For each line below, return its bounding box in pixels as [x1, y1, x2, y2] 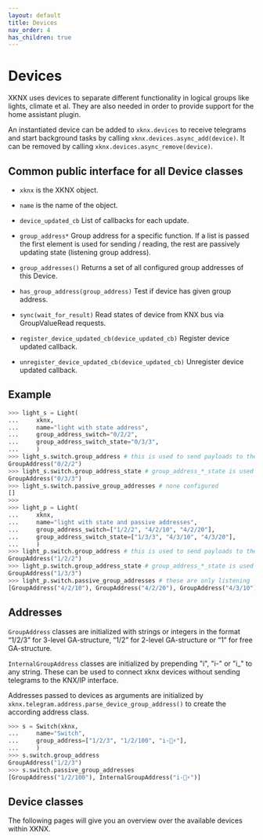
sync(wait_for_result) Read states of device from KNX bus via [19, 310, 225, 319]
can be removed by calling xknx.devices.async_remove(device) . [8, 142, 214, 152]
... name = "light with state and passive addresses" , [8, 518, 198, 526]
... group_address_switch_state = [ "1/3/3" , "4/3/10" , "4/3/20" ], [8, 533, 236, 541]
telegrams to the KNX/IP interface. [8, 675, 119, 685]
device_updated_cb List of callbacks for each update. [19, 216, 189, 225]
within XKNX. [8, 824, 51, 834]
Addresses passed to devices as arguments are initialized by [8, 690, 204, 699]
